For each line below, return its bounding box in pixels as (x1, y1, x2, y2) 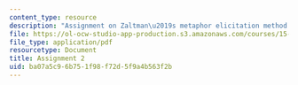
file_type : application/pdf (9, 37, 114, 47)
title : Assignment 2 (9, 54, 86, 63)
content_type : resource (9, 12, 98, 22)
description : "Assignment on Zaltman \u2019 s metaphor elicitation (9, 21, 260, 30)
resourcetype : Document (9, 46, 98, 55)
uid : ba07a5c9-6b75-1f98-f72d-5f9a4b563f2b (9, 63, 173, 72)
